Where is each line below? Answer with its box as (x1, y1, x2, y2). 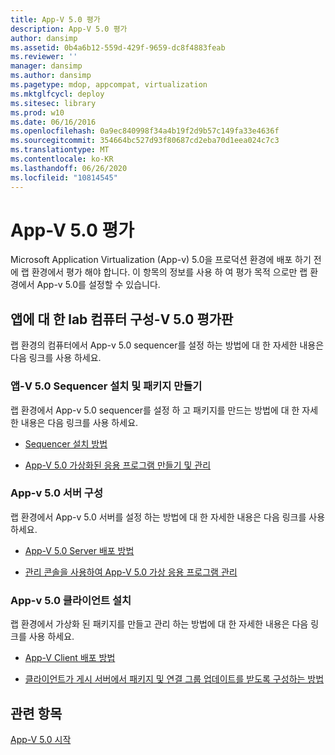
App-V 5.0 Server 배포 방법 (24, 544, 135, 556)
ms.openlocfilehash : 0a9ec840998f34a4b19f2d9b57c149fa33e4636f (10, 126, 280, 136)
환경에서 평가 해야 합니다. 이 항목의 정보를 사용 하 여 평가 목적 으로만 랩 (31, 266, 308, 278)
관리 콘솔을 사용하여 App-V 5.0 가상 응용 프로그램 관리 (24, 566, 238, 578)
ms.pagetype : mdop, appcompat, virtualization (10, 80, 208, 90)
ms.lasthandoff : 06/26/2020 (10, 163, 128, 173)
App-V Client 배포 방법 (24, 652, 116, 664)
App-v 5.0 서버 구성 (10, 486, 103, 500)
